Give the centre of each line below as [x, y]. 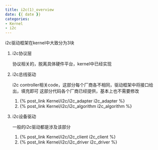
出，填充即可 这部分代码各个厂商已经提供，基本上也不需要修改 [76, 91]
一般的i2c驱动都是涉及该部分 [41, 127]
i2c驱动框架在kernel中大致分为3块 [40, 43]
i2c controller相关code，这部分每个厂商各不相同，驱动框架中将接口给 [83, 85]
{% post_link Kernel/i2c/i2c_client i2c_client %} [68, 137]
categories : [17, 19]
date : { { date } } [23, 14]
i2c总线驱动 [24, 74]
